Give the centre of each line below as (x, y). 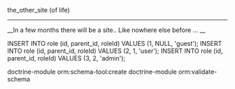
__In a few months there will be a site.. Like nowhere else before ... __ (106, 30)
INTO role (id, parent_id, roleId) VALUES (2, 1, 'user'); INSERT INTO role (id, (115, 51)
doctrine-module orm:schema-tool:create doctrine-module (92, 72)
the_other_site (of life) (38, 10)
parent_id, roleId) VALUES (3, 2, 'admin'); (66, 58)
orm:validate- (198, 72)
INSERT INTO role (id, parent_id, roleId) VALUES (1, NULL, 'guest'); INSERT (115, 43)
